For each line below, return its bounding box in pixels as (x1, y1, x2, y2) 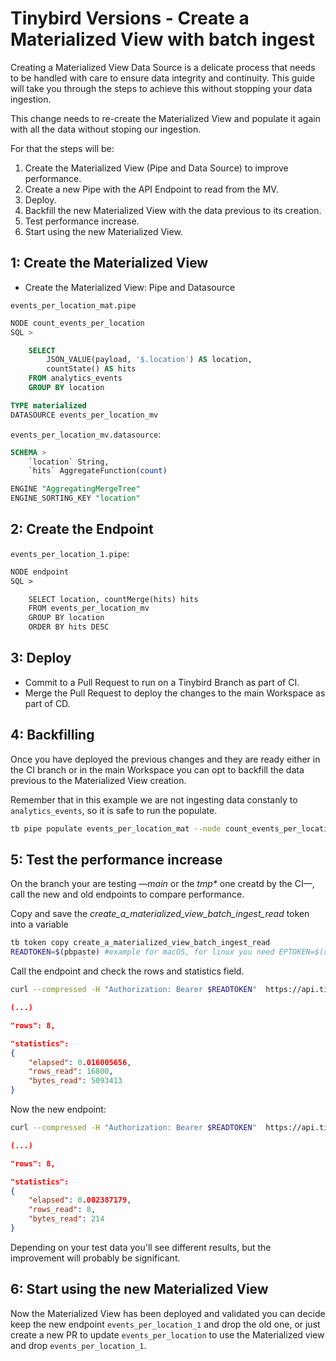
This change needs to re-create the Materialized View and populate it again (10, 112, 321, 124)
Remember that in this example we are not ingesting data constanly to (10, 793, 298, 806)
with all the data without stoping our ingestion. (10, 123, 202, 135)
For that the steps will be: (10, 142, 115, 154)
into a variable (10, 918, 69, 931)
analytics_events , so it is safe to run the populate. (10, 804, 218, 816)
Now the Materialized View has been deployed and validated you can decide (10, 1307, 326, 1319)
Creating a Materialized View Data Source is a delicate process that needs (10, 61, 316, 73)
